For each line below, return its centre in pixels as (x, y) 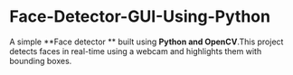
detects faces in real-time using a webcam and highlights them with (136, 51)
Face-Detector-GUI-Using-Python (140, 17)
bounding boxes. (41, 61)
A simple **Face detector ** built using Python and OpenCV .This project (146, 42)
